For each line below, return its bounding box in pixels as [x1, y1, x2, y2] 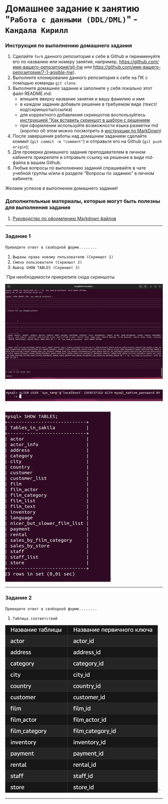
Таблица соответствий [12, 616, 57, 621]
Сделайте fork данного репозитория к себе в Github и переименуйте [12, 53, 160, 59]
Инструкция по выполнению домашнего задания [5, 42, 132, 49]
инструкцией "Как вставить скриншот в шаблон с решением [19, 117, 150, 123]
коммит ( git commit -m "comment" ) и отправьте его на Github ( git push [12, 138, 162, 144]
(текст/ [142, 101, 157, 107]
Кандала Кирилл [5, 26, 68, 35]
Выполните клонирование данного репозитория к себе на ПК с [12, 74, 148, 80]
